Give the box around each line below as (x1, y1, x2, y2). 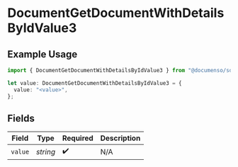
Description (100, 133, 141, 143)
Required (62, 133, 93, 143)
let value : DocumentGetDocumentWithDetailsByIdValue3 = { (7, 79, 182, 86)
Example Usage (7, 48, 78, 60)
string (35, 146, 55, 156)
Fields (7, 112, 35, 125)
